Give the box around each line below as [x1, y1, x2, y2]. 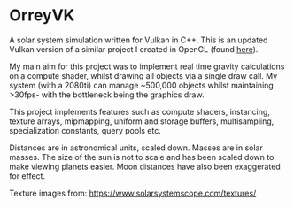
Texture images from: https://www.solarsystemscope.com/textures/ [9, 188, 257, 198]
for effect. [9, 170, 46, 181]
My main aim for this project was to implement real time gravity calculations [9, 61, 285, 72]
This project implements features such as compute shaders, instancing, [9, 106, 270, 117]
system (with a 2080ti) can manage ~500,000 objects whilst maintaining [9, 80, 275, 90]
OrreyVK [9, 5, 75, 26]
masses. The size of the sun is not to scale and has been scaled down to [9, 151, 275, 162]
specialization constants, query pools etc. [9, 125, 161, 135]
